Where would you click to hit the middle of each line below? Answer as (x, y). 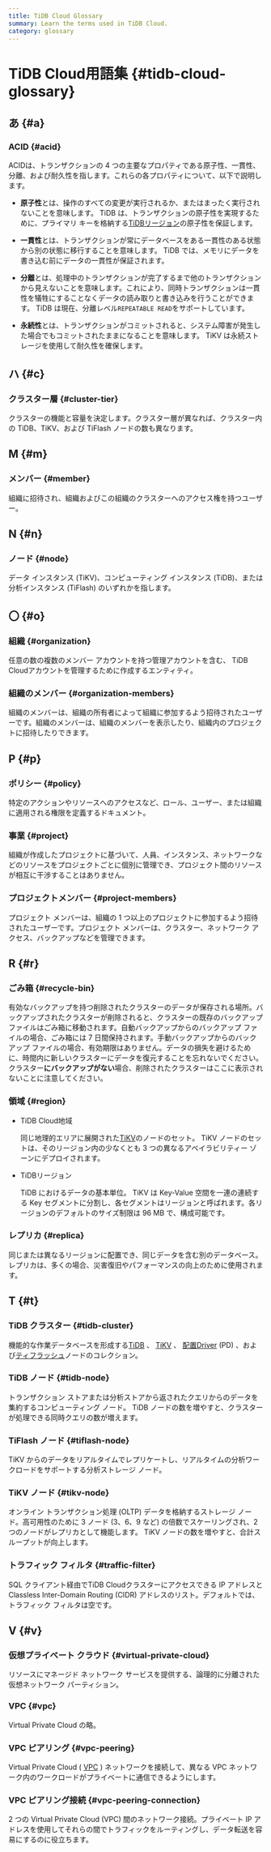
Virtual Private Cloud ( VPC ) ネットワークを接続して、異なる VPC (118, 1767)
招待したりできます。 (57, 733)
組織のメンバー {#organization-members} (91, 693)
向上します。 (72, 1542)
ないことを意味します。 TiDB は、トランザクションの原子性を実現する (136, 213)
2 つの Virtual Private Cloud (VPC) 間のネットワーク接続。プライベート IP (130, 1820)
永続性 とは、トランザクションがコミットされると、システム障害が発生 (137, 326)
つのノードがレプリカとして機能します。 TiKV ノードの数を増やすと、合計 (131, 1532)
